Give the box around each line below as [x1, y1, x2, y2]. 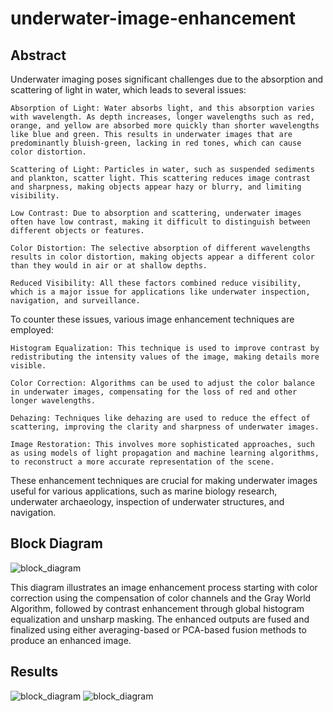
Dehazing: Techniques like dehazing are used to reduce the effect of [10, 413, 311, 423]
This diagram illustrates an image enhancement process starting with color [10, 581, 318, 593]
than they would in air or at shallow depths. [10, 261, 208, 271]
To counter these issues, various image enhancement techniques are [10, 313, 295, 325]
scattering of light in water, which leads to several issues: [10, 84, 247, 96]
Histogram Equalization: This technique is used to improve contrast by [10, 343, 320, 353]
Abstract [10, 47, 67, 64]
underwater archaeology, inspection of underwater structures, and [10, 496, 285, 507]
